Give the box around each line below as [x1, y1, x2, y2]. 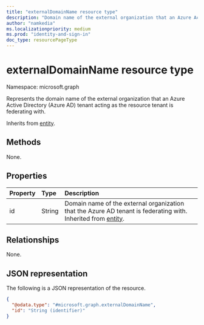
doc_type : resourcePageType [6, 37, 78, 43]
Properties [6, 171, 47, 181]
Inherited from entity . [64, 214, 124, 223]
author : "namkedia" [6, 20, 56, 26]
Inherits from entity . [6, 119, 56, 127]
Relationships [6, 235, 59, 245]
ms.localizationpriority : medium [6, 25, 91, 32]
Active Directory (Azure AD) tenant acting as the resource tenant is [6, 101, 174, 109]
